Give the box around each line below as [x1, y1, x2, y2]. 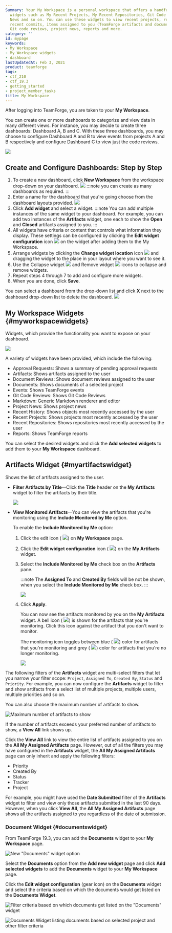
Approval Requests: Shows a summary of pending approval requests [12, 365, 158, 371]
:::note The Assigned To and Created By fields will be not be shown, [20, 576, 165, 582]
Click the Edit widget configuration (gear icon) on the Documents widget [5, 881, 161, 887]
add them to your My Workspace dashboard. [5, 446, 101, 452]
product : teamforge [5, 64, 47, 70]
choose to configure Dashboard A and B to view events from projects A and [5, 134, 165, 140]
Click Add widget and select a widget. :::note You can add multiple [12, 205, 154, 211]
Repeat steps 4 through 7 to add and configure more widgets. [12, 272, 143, 279]
